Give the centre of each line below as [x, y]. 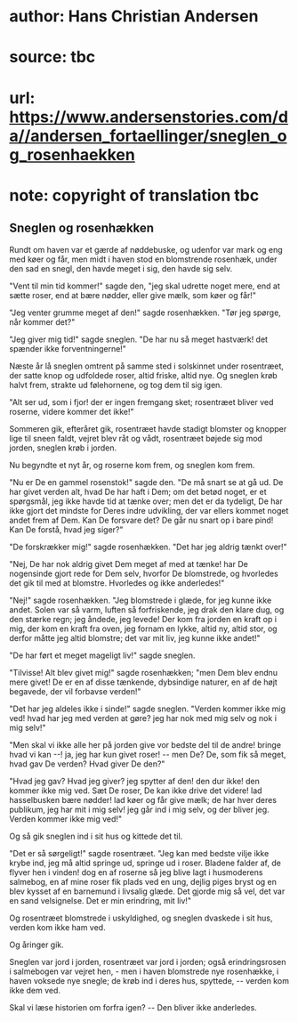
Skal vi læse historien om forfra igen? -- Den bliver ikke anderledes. [133, 1007]
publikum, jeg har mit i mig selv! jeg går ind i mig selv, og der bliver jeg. [139, 809]
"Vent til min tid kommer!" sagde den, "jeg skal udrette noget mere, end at [145, 286]
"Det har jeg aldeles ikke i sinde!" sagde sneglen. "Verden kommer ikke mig [148, 709]
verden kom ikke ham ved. [57, 927]
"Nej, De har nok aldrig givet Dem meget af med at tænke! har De [129, 564]
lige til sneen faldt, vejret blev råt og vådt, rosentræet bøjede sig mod [136, 438]
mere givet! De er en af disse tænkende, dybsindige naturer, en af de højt [143, 682]
